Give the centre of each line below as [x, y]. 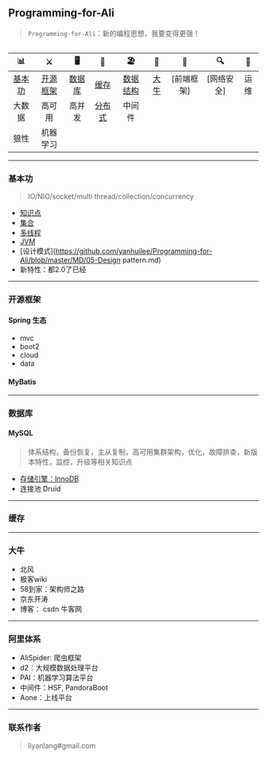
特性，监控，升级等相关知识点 [83, 461]
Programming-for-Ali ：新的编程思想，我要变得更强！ [114, 33]
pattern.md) [141, 260]
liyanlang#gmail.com [62, 745]
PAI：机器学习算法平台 [56, 678]
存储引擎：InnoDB [49, 478]
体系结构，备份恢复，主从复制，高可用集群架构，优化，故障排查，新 [139, 452]
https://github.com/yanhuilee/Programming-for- [134, 251]
